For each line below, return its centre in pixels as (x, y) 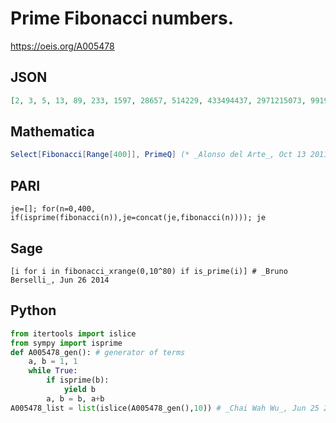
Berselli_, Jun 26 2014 (60, 280)
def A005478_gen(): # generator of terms (98, 352)
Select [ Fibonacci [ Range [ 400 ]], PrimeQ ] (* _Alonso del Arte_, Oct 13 (158, 155)
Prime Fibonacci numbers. (122, 18)
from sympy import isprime (66, 343)
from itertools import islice (73, 333)
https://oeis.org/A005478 (62, 46)
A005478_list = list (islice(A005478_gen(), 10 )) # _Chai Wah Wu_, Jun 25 (165, 408)
